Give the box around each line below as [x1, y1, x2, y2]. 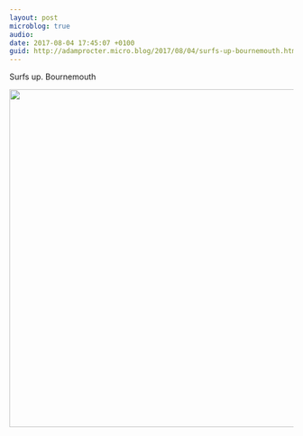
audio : [9, 30, 34, 39]
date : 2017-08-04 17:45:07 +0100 [9, 38, 135, 48]
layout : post [9, 13, 59, 23]
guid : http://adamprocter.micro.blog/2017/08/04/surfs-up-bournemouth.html [9, 47, 300, 56]
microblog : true [9, 22, 70, 31]
